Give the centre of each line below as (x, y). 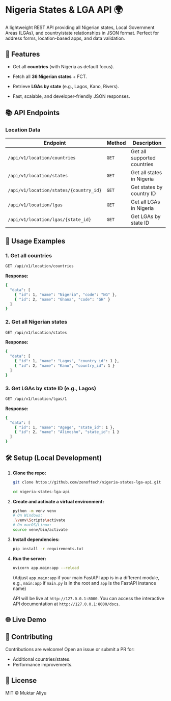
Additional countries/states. (41, 659)
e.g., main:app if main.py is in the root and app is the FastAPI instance (84, 583)
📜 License (21, 681)
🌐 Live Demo (26, 620)
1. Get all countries (29, 255)
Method (116, 143)
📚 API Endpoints (33, 113)
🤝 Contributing (29, 637)
